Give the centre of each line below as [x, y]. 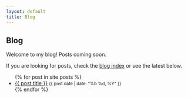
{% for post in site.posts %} [48, 77]
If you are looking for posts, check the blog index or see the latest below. [94, 66]
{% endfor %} [31, 90]
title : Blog [21, 17]
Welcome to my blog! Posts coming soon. [56, 55]
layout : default [26, 11]
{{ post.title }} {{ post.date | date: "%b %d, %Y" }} [68, 83]
